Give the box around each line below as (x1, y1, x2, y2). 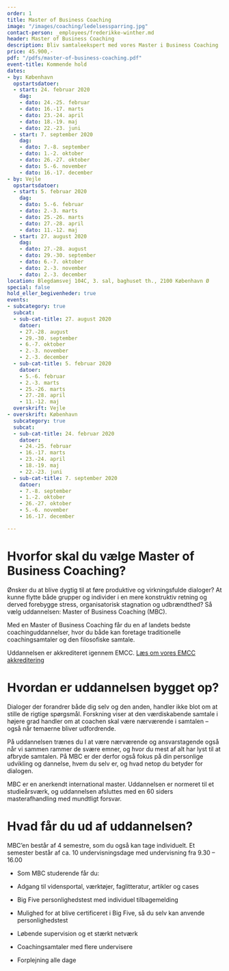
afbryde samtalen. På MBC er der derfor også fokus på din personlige (7, 752, 204, 760)
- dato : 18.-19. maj (19, 118, 78, 125)
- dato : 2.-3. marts (19, 207, 78, 214)
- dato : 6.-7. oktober (19, 258, 84, 265)
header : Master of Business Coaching (7, 36, 115, 42)
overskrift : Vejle (13, 405, 66, 412)
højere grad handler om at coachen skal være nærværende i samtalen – (7, 717, 208, 725)
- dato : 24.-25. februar (19, 99, 90, 106)
